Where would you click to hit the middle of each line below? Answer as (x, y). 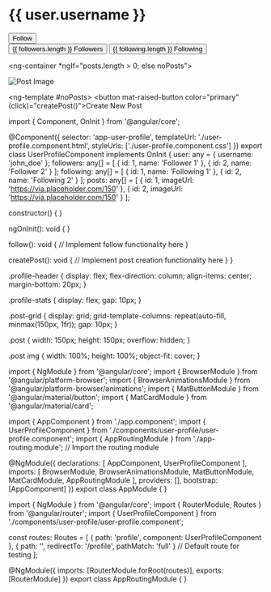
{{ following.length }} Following (158, 49)
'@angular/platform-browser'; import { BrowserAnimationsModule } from (129, 380)
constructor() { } (36, 213)
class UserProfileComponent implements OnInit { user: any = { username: (131, 154)
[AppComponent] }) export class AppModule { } (88, 488)
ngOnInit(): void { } (39, 228)
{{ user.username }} (77, 15)
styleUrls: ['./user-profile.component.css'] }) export (177, 145)
